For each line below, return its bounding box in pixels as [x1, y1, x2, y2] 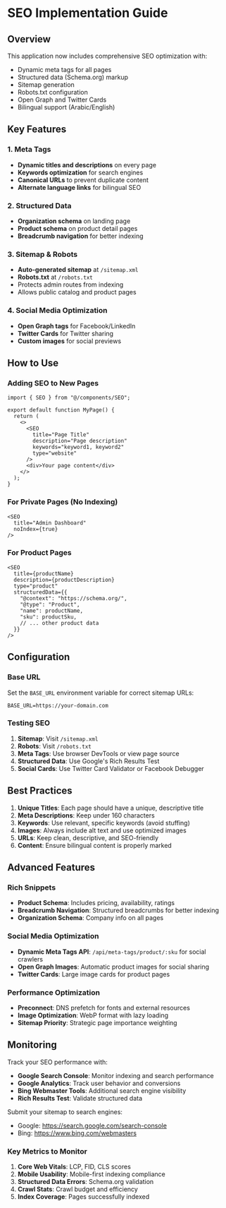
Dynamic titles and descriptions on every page [17, 160, 157, 169]
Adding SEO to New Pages [7, 378, 99, 388]
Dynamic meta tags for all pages [17, 66, 112, 73]
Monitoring [7, 1039, 58, 1051]
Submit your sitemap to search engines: [7, 1107, 123, 1116]
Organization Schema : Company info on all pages [17, 914, 164, 922]
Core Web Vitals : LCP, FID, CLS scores [17, 1163, 132, 1171]
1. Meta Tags [7, 145, 51, 155]
